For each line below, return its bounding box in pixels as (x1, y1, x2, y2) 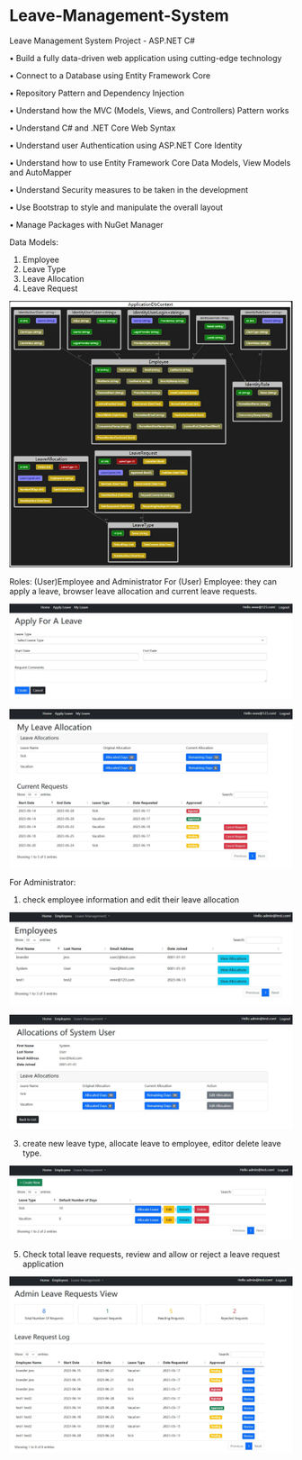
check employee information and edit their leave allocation (22, 893, 240, 905)
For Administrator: (9, 876, 76, 887)
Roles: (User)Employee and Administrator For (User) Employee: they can (9, 576, 277, 587)
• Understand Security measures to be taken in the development (9, 184, 249, 195)
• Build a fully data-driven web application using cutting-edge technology (9, 52, 282, 63)
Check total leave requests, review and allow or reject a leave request (22, 1249, 280, 1260)
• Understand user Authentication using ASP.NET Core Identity (9, 140, 243, 150)
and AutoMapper (9, 167, 72, 177)
